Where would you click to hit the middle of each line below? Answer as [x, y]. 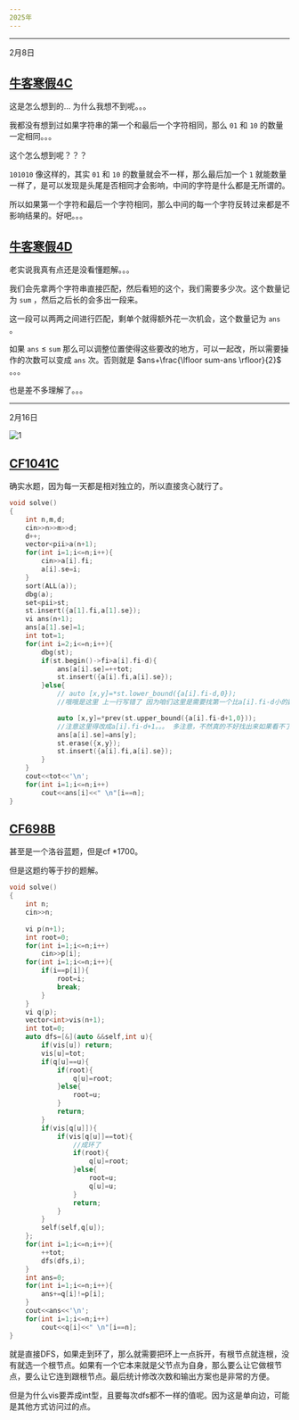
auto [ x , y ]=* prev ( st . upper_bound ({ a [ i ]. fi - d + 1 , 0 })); [157, 718]
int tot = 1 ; [45, 636]
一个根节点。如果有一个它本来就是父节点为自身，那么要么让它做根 [153, 1365]
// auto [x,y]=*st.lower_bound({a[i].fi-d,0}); [147, 694]
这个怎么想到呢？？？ [48, 155]
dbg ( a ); [39, 594]
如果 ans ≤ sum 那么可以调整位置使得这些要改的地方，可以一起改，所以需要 [145, 349]
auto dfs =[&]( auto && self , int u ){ [89, 1037]
